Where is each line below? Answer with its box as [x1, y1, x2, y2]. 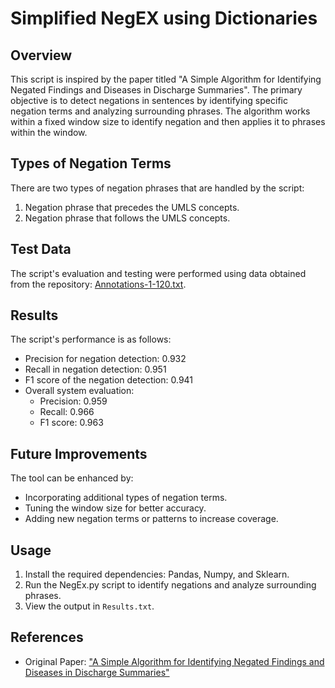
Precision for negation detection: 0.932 [24, 353, 187, 365]
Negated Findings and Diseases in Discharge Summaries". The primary [10, 84, 303, 96]
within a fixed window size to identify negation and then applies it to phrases [10, 116, 326, 127]
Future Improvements [10, 445, 148, 462]
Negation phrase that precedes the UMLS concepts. [24, 201, 240, 213]
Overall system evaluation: [24, 385, 135, 397]
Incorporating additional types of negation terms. [24, 492, 228, 504]
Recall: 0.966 [39, 406, 95, 418]
